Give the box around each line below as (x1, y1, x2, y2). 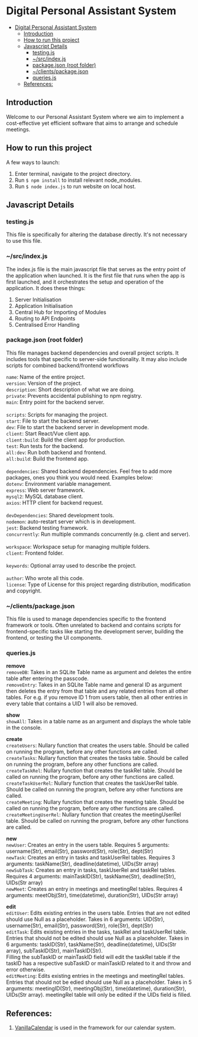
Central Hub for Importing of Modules (14, 308, 106, 315)
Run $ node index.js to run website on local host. (14, 182, 136, 190)
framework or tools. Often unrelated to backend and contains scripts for (6, 621, 181, 629)
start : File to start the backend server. (6, 417, 100, 424)
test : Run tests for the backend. (6, 442, 85, 449)
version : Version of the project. (6, 379, 82, 387)
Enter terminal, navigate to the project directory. (14, 170, 132, 177)
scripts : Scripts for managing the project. (6, 411, 108, 418)
